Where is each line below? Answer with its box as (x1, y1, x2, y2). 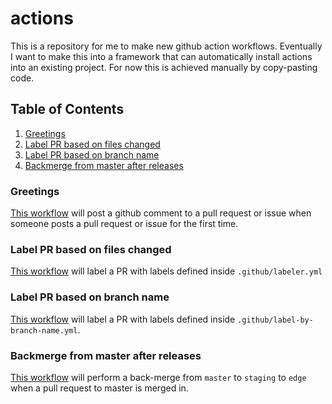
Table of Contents (10, 101, 125, 118)
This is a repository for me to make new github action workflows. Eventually (10, 40, 323, 52)
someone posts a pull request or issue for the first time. (10, 218, 239, 230)
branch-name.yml (10, 325, 78, 336)
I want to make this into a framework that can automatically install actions (10, 50, 313, 62)
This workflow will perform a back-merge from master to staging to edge (10, 371, 307, 383)
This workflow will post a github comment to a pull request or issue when (10, 207, 312, 219)
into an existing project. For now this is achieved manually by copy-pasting (10, 61, 318, 73)
